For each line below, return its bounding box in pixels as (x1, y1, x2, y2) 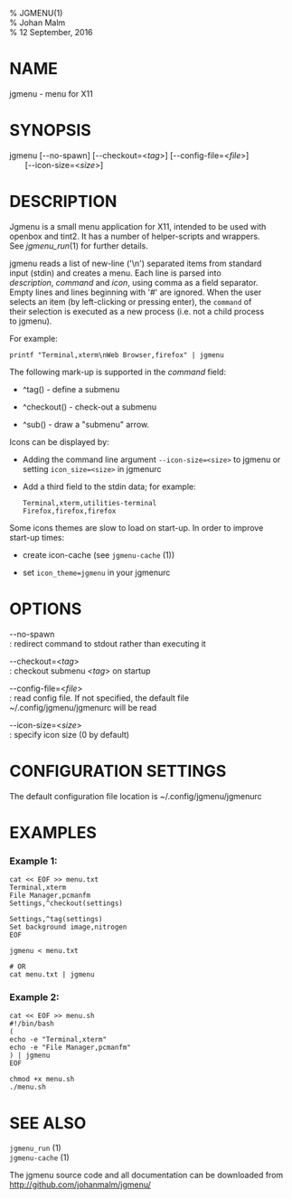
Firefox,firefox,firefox (22, 506, 117, 515)
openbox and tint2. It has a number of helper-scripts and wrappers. (9, 231, 260, 241)
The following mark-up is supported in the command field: (9, 366, 227, 377)
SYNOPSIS (9, 120, 92, 141)
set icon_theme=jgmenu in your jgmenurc (22, 567, 171, 578)
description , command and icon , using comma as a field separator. (9, 277, 259, 288)
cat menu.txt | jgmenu (9, 970, 95, 979)
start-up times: (9, 532, 65, 543)
